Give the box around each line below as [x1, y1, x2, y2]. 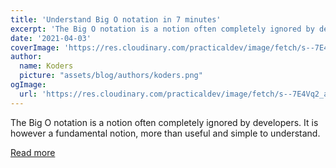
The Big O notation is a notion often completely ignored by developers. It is [10, 116, 319, 128]
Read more [10, 146, 56, 158]
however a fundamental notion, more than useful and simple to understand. [10, 127, 321, 139]
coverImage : [10, 42, 60, 53]
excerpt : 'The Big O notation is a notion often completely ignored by [10, 24, 315, 34]
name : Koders [19, 61, 74, 71]
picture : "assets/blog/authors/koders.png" [19, 71, 203, 81]
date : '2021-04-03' [10, 33, 92, 43]
